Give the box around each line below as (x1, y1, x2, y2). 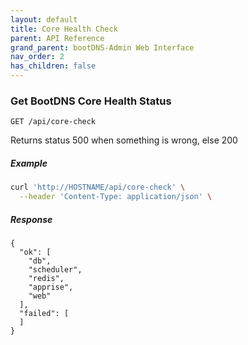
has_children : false (10, 61, 97, 71)
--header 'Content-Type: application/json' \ (19, 192, 213, 202)
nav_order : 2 (10, 52, 65, 62)
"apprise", (28, 282, 74, 292)
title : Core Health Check (10, 24, 118, 34)
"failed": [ (19, 308, 70, 318)
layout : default (10, 14, 78, 25)
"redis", (28, 273, 65, 283)
